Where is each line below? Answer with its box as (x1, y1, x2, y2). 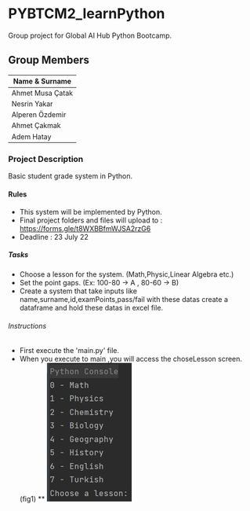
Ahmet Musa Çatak (11, 88, 73, 97)
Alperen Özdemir (11, 110, 67, 119)
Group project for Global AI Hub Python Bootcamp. (8, 31, 172, 40)
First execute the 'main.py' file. (19, 345, 120, 355)
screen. (218, 354, 243, 363)
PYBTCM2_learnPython (8, 5, 165, 23)
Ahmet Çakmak (11, 121, 61, 131)
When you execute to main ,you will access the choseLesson (19, 354, 217, 363)
